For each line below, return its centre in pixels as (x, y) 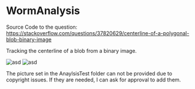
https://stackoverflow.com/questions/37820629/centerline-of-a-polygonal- (98, 33)
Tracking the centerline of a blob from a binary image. (72, 50)
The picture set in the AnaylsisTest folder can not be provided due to (89, 73)
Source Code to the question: (42, 27)
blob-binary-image (29, 39)
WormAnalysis (43, 11)
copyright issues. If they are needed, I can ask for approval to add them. (94, 80)
